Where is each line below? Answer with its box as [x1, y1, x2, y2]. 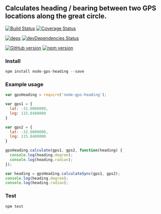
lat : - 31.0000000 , [10, 106, 49, 112]
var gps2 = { [5, 125, 33, 130]
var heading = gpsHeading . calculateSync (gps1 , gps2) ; [5, 171, 121, 176]
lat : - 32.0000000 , [10, 129, 49, 134]
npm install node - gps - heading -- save [5, 69, 85, 74]
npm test [5, 204, 24, 209]
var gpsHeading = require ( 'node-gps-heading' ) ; [5, 92, 107, 97]
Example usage [5, 81, 44, 88]
